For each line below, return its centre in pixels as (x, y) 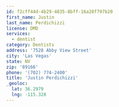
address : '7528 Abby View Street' (49, 51)
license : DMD (22, 28)
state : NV (18, 61)
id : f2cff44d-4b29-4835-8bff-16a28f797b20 (59, 12)
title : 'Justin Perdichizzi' (42, 78)
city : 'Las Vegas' (29, 56)
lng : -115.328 (29, 95)
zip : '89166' (22, 67)
